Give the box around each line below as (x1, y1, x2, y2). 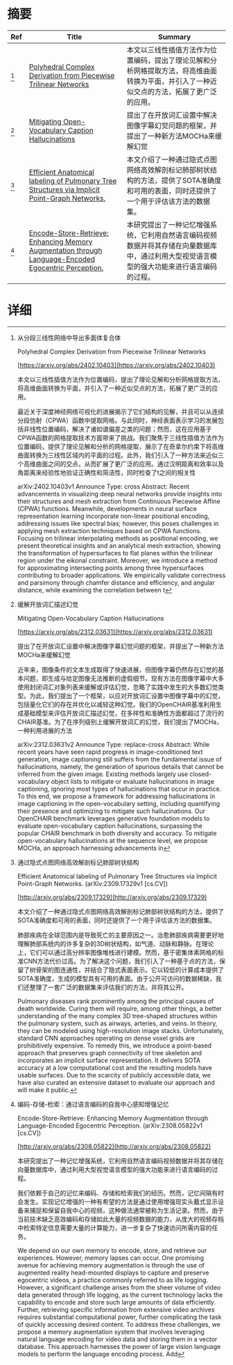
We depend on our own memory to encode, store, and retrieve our (17, 1246, 207, 1254)
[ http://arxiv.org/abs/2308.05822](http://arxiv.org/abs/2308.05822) (17, 1142, 212, 1151)
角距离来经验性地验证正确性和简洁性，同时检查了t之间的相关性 (17, 468, 196, 477)
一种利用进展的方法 (17, 726, 73, 734)
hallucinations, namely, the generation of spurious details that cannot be (17, 762, 224, 771)
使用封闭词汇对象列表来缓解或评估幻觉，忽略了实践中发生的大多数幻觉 (17, 683, 218, 691)
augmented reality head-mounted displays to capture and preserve (17, 1268, 209, 1277)
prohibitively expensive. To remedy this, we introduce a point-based (17, 1041, 212, 1050)
